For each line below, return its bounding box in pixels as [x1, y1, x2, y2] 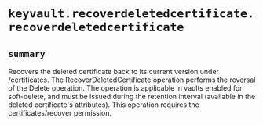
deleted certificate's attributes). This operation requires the [8, 100, 200, 109]
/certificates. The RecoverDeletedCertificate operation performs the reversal [8, 75, 256, 84]
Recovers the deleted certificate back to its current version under [8, 67, 220, 76]
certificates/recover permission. [8, 109, 112, 117]
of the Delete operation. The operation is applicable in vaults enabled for [8, 84, 243, 92]
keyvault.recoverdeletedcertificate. [8, 6, 255, 21]
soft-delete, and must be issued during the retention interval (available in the [8, 92, 256, 101]
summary [8, 48, 46, 59]
